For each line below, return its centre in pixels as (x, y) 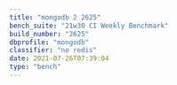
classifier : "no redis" (53, 50)
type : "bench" (36, 67)
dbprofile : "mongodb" (49, 42)
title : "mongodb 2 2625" (55, 17)
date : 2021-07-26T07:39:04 (59, 58)
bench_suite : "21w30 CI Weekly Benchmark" (89, 26)
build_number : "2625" (49, 34)
